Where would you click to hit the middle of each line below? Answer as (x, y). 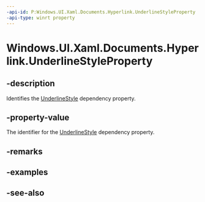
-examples (27, 172)
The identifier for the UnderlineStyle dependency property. (80, 132)
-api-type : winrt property (41, 18)
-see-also (25, 193)
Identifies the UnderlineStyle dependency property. (71, 98)
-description (31, 84)
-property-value (38, 117)
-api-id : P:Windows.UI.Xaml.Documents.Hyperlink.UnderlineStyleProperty (101, 12)
